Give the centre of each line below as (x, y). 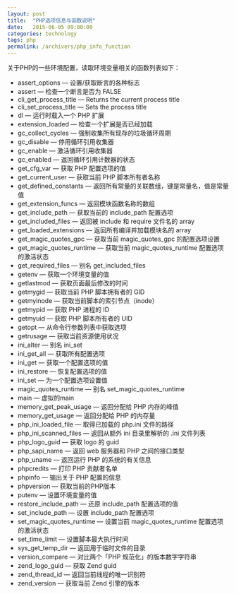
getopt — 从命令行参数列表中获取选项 (72, 327)
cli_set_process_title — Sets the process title (82, 107)
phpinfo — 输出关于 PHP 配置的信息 (69, 477)
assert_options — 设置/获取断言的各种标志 (79, 83)
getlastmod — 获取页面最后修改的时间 (73, 283)
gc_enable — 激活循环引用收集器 (65, 150)
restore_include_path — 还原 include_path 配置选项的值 (98, 504)
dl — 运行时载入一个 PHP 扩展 (61, 115)
